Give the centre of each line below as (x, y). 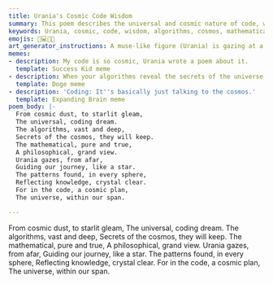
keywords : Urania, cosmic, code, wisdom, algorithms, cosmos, (116, 31)
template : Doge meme (50, 84)
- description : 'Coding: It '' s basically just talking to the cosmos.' (132, 92)
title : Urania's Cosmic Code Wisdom (70, 16)
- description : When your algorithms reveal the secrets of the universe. (138, 76)
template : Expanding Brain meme (71, 99)
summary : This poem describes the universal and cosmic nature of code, (134, 24)
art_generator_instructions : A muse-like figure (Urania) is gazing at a (136, 46)
